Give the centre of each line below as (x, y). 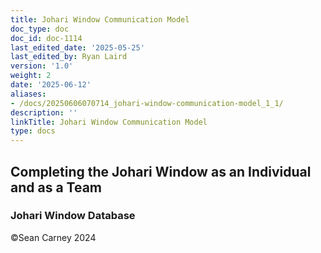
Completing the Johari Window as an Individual (161, 171)
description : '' (44, 112)
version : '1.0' (42, 66)
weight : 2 (31, 76)
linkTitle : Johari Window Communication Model (109, 122)
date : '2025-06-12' (51, 85)
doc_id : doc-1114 (46, 38)
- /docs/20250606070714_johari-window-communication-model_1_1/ (147, 103)
